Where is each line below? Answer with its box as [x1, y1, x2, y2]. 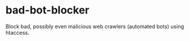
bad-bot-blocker [5, 4, 90, 17]
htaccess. [5, 29, 30, 36]
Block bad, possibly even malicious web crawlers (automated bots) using [5, 23, 185, 30]
